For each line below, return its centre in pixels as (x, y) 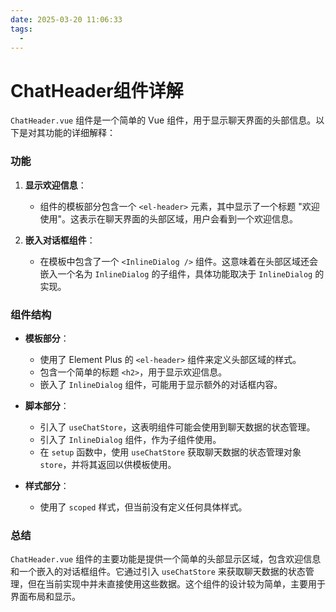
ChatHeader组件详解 (97, 90)
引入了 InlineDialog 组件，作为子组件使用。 (130, 439)
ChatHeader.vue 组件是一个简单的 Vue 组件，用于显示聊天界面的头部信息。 (163, 120)
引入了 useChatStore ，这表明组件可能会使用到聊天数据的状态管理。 (177, 427)
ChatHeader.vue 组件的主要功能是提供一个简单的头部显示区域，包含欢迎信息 (166, 559)
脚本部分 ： (47, 405)
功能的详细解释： (80, 133)
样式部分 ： (47, 485)
